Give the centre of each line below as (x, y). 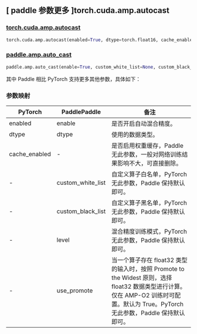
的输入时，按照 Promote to (148, 269)
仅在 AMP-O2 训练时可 (143, 295)
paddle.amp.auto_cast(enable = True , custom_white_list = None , (81, 67)
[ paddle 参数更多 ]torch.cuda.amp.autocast (88, 11)
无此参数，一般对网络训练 (147, 154)
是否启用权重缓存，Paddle (147, 146)
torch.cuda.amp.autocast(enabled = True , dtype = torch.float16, (82, 40)
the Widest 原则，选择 (142, 278)
